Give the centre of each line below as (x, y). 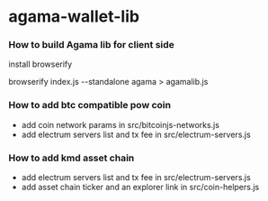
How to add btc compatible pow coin (90, 105)
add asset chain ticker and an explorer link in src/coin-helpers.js (140, 187)
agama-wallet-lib (74, 17)
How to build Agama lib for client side (91, 45)
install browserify (40, 64)
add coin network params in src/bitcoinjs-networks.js (120, 124)
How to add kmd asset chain (71, 158)
